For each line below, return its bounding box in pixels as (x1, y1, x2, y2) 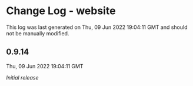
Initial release (6, 74, 39, 81)
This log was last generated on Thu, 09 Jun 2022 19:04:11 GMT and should (6, 24, 188, 31)
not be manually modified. (6, 29, 69, 37)
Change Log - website (6, 4, 116, 18)
